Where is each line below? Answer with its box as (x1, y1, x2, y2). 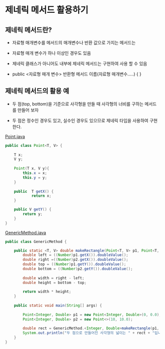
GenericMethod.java (5, 230, 47, 236)
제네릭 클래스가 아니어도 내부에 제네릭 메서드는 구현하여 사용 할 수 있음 (12, 61, 147, 67)
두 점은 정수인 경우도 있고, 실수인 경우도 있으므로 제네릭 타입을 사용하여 (12, 117, 149, 123)
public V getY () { (14, 207, 52, 212)
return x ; (31, 193, 52, 199)
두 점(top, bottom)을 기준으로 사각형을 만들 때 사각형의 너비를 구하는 (12, 101, 144, 106)
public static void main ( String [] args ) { (14, 303, 102, 308)
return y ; (23, 211, 43, 217)
